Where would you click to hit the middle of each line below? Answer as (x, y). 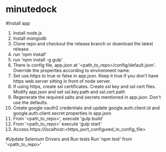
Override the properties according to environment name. (71, 70)
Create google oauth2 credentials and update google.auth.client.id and (86, 108)
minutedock (31, 9)
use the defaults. (30, 102)
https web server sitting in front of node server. (62, 81)
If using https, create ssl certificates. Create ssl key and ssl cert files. (85, 86)
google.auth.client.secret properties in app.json (62, 113)
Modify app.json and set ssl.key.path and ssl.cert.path (69, 92)
